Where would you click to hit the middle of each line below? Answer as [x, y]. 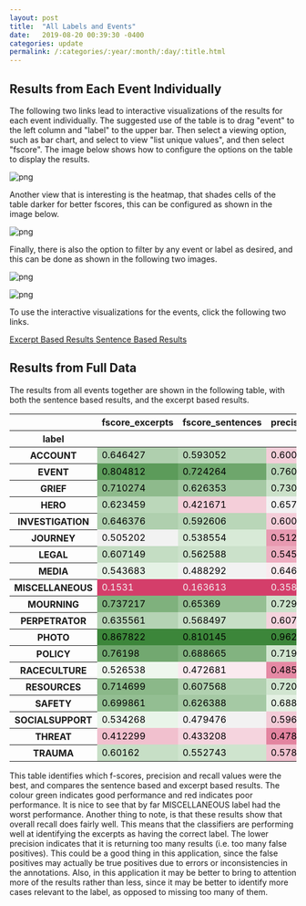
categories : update [46, 43]
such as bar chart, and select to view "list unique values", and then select [147, 140]
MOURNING [53, 604]
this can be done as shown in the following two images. [113, 259]
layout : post [34, 18]
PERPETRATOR [53, 620]
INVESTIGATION [53, 521]
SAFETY [53, 703]
